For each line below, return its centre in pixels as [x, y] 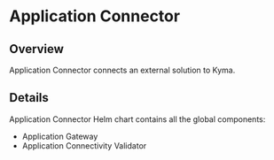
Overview [37, 49]
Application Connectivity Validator [84, 145]
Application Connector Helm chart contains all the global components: [137, 119]
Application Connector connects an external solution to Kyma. [122, 70]
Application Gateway [60, 136]
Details [29, 98]
